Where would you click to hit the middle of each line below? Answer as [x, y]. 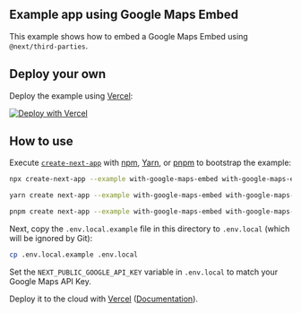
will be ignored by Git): [51, 239]
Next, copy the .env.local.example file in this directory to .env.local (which [150, 229]
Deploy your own [57, 74]
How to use [41, 141]
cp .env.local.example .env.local [74, 255]
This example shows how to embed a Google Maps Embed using [129, 36]
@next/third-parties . [49, 46]
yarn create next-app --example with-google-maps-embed [116, 196]
